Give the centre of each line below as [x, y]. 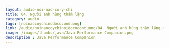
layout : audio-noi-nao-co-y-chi [39, 10]
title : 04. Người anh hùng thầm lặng [45, 14]
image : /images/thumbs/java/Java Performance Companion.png [70, 33]
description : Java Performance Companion [50, 38]
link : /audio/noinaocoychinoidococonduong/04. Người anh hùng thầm [77, 28]
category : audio [22, 19]
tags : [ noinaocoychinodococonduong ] [44, 24]
